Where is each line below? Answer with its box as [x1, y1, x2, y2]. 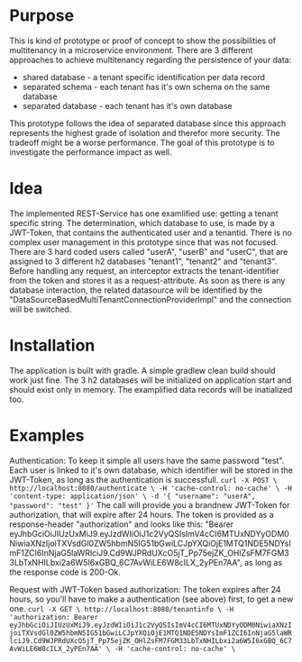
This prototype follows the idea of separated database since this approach [9, 118, 287, 129]
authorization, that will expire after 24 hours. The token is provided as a [9, 509, 275, 520]
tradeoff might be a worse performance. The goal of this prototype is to [9, 137, 275, 148]
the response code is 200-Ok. [9, 567, 122, 577]
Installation [9, 335, 96, 356]
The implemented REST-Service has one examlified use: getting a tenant [9, 208, 279, 219]
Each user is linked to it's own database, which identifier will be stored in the [9, 465, 293, 476]
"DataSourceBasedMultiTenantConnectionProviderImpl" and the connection [9, 294, 291, 304]
